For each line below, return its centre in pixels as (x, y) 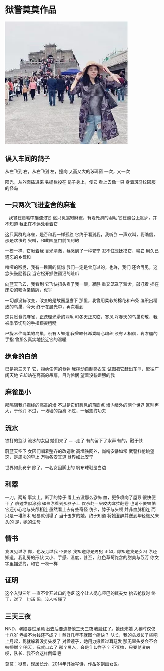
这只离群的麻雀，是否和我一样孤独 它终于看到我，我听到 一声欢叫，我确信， (81, 234)
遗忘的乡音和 (18, 257)
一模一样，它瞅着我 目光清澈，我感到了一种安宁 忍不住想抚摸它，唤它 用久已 (82, 251)
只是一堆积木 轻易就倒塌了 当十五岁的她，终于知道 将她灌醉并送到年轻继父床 (82, 515)
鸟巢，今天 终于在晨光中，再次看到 (48, 306)
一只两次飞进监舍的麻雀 (40, 205)
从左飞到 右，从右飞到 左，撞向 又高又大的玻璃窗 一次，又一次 (68, 171)
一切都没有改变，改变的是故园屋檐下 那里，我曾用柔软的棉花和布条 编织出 (79, 300)
